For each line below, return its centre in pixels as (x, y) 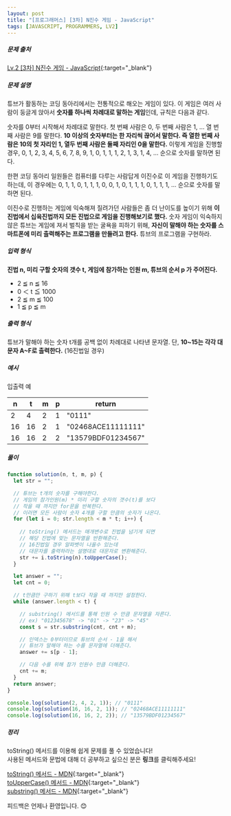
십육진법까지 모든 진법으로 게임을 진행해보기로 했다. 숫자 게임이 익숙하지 (126, 217)
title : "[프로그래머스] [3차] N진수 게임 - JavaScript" (81, 20)
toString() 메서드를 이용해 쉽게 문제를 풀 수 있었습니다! (80, 751)
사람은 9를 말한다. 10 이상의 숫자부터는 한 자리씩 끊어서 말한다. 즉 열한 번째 (113, 136)
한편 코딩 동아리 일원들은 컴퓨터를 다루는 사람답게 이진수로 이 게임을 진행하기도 (113, 176)
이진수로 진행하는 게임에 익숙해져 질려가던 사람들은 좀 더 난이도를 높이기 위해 (110, 208)
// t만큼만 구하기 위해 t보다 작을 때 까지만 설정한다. (80, 595)
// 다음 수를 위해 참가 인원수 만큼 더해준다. (75, 665)
